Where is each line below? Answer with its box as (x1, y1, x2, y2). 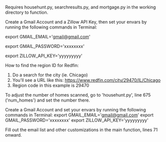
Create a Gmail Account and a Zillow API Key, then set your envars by (5, 19, 147, 25)
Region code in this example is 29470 (12, 82, 89, 88)
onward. (5, 132, 22, 138)
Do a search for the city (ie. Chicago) (12, 72, 88, 78)
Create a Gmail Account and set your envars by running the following (5, 107, 146, 112)
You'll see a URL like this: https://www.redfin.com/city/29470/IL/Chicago (12, 77, 161, 83)
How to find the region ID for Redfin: (5, 63, 79, 68)
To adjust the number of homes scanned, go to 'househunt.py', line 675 (5, 92, 151, 98)
